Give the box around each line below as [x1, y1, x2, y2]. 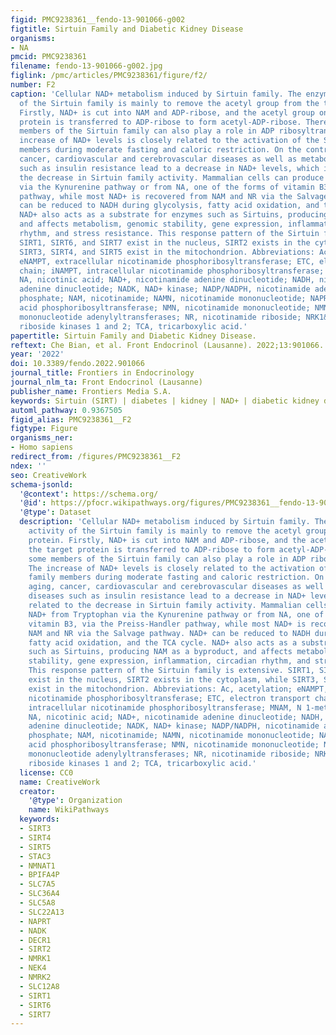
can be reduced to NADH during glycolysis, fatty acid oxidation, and [19, 201, 320, 211]
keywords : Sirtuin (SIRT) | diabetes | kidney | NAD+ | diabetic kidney [10, 396, 320, 406]
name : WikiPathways [28, 805, 110, 815]
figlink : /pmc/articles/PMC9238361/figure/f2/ [10, 71, 208, 81]
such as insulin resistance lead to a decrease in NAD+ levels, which [19, 163, 320, 173]
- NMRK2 [19, 972, 52, 982]
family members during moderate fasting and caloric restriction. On [28, 572, 325, 583]
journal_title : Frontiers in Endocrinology [10, 368, 195, 378]
